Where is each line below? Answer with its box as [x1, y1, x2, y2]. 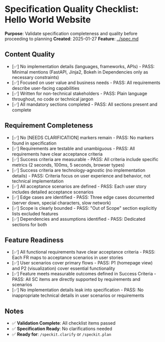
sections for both [11, 221, 47, 227]
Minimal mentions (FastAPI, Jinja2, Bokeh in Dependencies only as [11, 69, 149, 75]
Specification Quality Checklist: [4, 3, 139, 15]
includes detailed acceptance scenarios [11, 189, 94, 195]
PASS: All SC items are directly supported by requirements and [11, 276, 141, 282]
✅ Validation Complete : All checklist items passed [11, 320, 116, 326]
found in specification [11, 140, 57, 146]
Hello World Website [4, 14, 91, 25]
